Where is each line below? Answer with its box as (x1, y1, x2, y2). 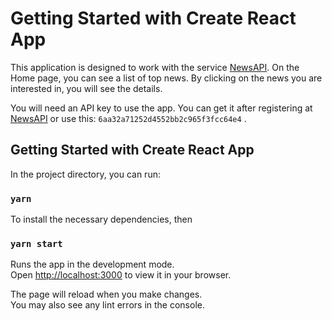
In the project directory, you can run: (10, 168, 161, 180)
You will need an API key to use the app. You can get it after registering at (10, 102, 313, 114)
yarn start (10, 238, 63, 249)
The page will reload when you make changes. (10, 288, 203, 301)
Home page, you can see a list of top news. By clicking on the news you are (10, 72, 323, 84)
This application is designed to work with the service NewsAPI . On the (10, 61, 300, 73)
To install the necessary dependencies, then (10, 213, 193, 226)
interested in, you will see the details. (10, 82, 163, 94)
